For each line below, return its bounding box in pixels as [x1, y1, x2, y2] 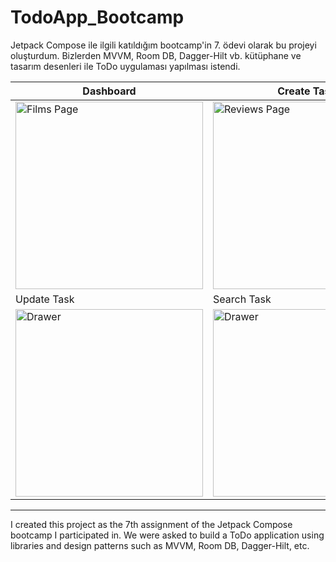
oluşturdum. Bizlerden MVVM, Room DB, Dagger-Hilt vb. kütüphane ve [10, 49, 302, 61]
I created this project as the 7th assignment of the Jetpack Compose [10, 518, 293, 530]
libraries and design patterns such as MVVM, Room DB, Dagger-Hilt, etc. [10, 539, 310, 551]
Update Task [15, 292, 75, 306]
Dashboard [82, 84, 137, 98]
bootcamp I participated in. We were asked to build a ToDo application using [10, 529, 325, 541]
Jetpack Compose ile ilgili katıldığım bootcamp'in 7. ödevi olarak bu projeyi [10, 39, 317, 51]
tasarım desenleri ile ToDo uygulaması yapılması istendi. [10, 60, 241, 72]
